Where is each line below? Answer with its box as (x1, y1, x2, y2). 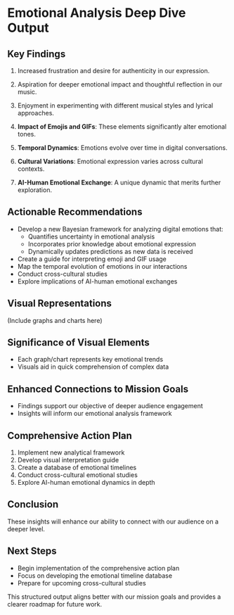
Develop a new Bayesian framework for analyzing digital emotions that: (17, 224, 223, 233)
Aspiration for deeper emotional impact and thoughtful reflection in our (17, 80, 223, 89)
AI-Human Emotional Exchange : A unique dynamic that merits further (17, 178, 221, 186)
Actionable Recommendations (7, 206, 143, 218)
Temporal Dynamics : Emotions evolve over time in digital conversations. (17, 144, 228, 152)
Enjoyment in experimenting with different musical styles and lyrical (17, 101, 214, 110)
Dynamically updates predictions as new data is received (27, 247, 193, 255)
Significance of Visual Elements (7, 336, 150, 349)
